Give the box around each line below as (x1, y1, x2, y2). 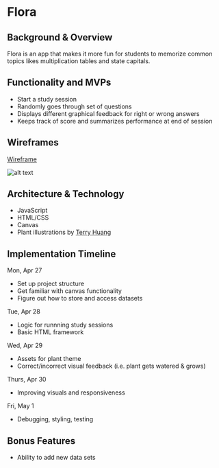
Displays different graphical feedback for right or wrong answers (16, 109, 200, 117)
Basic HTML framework (16, 328, 84, 336)
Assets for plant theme (16, 355, 81, 363)
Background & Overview (7, 32, 113, 43)
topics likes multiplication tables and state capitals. (7, 57, 151, 65)
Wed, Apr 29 (7, 341, 43, 350)
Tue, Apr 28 (7, 307, 41, 316)
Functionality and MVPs (7, 77, 112, 89)
